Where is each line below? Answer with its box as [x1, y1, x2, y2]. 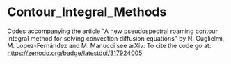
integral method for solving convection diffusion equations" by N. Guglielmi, [7, 34, 225, 42]
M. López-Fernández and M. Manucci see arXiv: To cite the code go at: [7, 41, 212, 50]
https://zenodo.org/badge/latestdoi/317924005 [7, 49, 143, 57]
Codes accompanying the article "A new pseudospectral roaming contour [7, 27, 218, 35]
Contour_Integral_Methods [7, 4, 167, 20]
